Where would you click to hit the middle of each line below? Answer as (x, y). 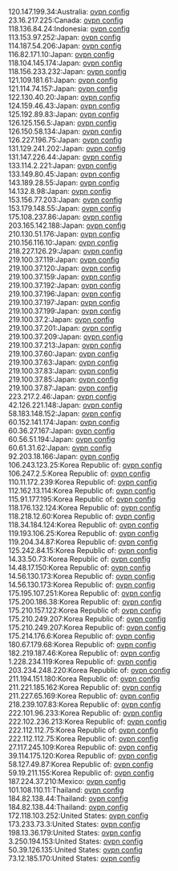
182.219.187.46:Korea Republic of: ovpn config (84, 653)
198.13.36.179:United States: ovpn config (75, 833)
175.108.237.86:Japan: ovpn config (65, 217)
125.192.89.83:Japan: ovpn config (64, 114)
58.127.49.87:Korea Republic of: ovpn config (81, 764)
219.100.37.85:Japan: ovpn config (63, 379)
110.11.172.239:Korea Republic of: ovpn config (83, 482)
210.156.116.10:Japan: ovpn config (63, 242)
